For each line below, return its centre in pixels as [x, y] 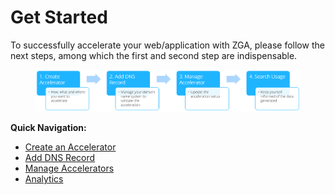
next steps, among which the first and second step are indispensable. [154, 55]
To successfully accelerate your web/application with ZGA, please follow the [167, 45]
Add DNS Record [60, 158]
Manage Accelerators [69, 168]
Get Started [59, 17]
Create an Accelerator [70, 147]
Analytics [44, 179]
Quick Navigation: [48, 128]
